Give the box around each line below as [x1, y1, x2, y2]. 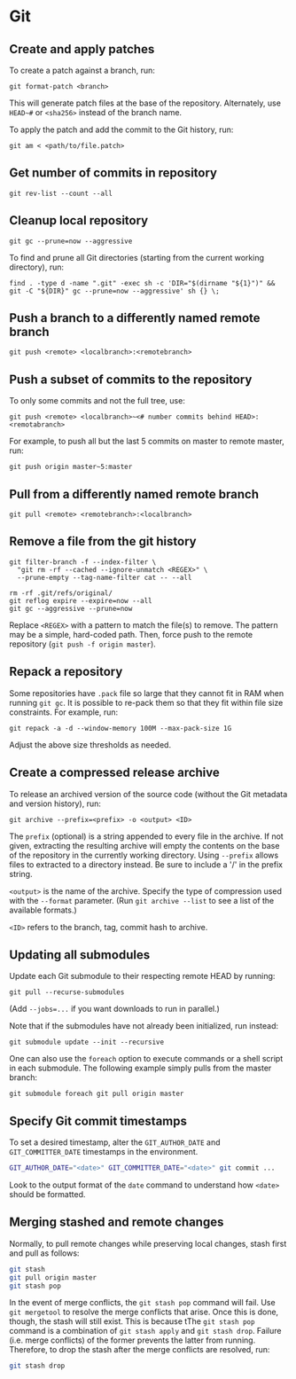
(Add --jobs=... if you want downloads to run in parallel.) [9, 1004, 220, 1015]
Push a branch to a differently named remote [9, 310, 261, 325]
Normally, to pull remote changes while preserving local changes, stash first [9, 1238, 287, 1249]
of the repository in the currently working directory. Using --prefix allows [9, 850, 279, 860]
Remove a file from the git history [9, 534, 197, 549]
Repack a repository [9, 664, 123, 679]
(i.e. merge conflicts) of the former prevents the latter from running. [9, 1335, 256, 1345]
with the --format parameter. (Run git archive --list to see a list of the [9, 895, 275, 905]
